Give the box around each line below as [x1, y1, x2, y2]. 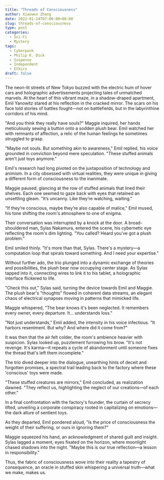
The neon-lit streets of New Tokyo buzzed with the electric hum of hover [5, 84, 152, 90]
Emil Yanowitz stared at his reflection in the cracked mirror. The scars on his [5, 100, 159, 106]
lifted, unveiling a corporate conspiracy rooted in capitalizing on [5, 404, 134, 410]
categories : [5, 30, 29, 35]
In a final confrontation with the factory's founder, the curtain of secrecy [5, 399, 151, 405]
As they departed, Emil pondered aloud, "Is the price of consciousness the [5, 419, 156, 425]
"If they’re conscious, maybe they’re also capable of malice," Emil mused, [5, 205, 153, 211]
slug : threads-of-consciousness [5, 21, 71, 26]
